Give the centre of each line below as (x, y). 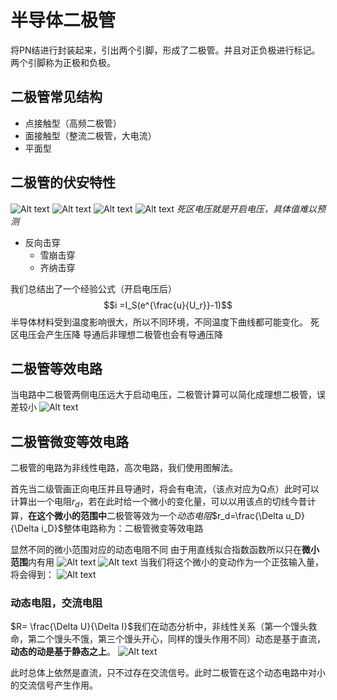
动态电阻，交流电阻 (56, 603)
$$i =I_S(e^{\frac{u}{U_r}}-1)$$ (168, 305)
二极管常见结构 (56, 97)
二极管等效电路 (56, 368)
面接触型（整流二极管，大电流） (90, 135)
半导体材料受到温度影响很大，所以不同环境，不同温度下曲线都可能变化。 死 (165, 322)
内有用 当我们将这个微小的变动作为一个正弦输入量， (176, 562)
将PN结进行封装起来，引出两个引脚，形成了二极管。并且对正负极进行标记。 (165, 50)
